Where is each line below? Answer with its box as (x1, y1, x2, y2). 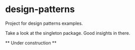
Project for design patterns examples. (5, 20, 83, 26)
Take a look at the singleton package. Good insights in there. (5, 30, 130, 36)
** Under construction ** (5, 39, 57, 46)
